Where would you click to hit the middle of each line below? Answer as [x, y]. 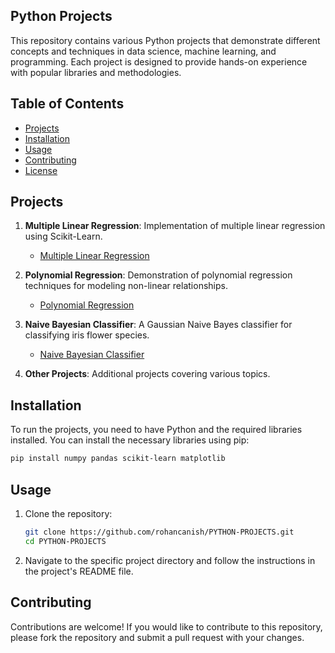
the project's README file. [79, 571]
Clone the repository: [68, 513]
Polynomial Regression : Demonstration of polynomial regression [158, 275]
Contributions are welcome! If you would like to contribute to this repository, [166, 626]
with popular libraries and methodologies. [96, 72]
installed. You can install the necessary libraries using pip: [130, 440]
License [41, 170]
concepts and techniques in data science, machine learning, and [143, 51]
